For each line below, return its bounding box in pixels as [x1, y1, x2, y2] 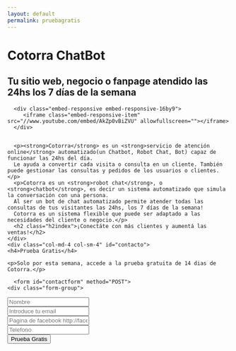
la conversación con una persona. [7, 191, 110, 198]
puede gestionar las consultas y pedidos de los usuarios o [7, 167, 189, 174]
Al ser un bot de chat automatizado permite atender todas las [13, 198, 203, 205]
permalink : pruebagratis [7, 17, 81, 24]
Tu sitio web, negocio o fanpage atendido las [7, 76, 208, 88]
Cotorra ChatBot [7, 47, 106, 64]
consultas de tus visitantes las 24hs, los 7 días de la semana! [7, 204, 203, 211]
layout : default [7, 10, 55, 18]
